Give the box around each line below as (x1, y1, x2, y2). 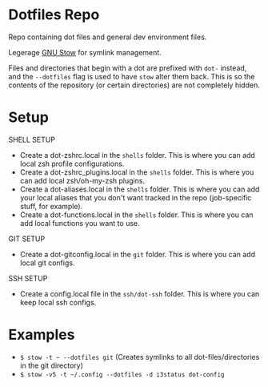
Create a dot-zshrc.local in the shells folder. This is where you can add (19, 150, 256, 159)
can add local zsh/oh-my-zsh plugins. (19, 175, 146, 185)
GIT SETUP (8, 234, 46, 244)
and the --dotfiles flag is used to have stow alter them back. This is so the (8, 71, 255, 81)
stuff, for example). (19, 201, 83, 211)
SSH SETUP (8, 273, 48, 283)
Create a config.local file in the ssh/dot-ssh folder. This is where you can (19, 288, 260, 298)
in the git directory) (19, 361, 84, 370)
